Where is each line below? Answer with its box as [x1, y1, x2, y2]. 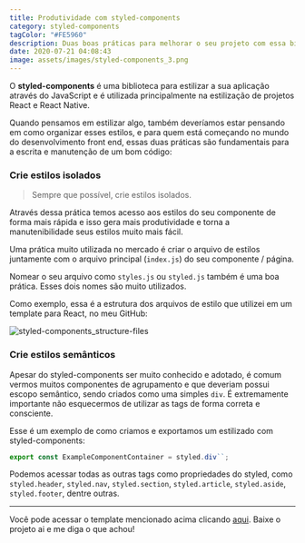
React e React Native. [9, 100, 91, 110]
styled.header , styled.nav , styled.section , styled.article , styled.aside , [9, 479, 287, 489]
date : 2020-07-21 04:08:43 [9, 47, 112, 56]
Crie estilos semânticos [9, 349, 116, 361]
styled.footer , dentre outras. [9, 488, 120, 499]
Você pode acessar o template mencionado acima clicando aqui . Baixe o [9, 514, 281, 525]
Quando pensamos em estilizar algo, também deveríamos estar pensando [9, 117, 286, 128]
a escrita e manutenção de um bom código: [9, 146, 172, 157]
